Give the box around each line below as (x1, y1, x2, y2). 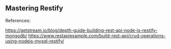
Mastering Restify (5, 4, 64, 13)
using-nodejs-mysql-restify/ (5, 38, 65, 44)
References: (5, 17, 31, 23)
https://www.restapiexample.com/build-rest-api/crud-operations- (28, 32, 166, 38)
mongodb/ (5, 32, 27, 38)
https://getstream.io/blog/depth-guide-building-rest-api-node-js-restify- (5, 27, 158, 33)
